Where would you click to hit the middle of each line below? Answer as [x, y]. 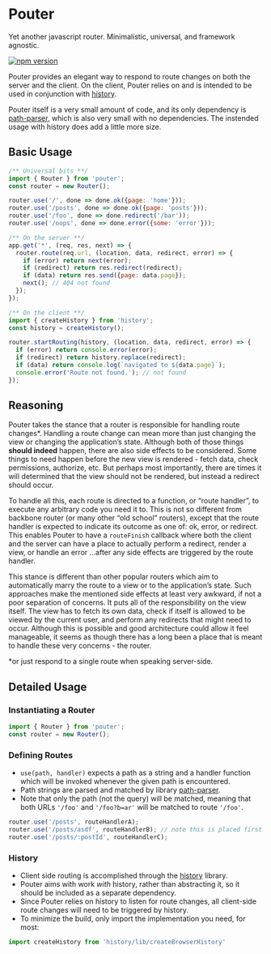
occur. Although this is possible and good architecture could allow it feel [129, 628]
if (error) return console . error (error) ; [87, 350]
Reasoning [36, 406]
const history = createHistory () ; [67, 328]
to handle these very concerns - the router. [80, 646]
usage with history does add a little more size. [85, 126]
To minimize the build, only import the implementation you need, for [133, 919]
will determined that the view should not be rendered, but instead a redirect [134, 477]
